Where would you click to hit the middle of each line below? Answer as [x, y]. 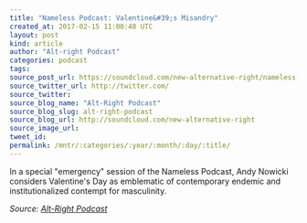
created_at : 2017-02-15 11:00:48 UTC [81, 27]
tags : [20, 69]
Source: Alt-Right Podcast [58, 208]
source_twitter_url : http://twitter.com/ [90, 86]
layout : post [34, 35]
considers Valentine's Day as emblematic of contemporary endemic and [145, 181]
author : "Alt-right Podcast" [65, 52]
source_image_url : [44, 129]
